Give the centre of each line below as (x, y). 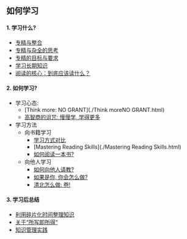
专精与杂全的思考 (37, 50)
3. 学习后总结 (23, 200)
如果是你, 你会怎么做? (61, 177)
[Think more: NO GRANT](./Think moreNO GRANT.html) (94, 109)
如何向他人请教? (54, 169)
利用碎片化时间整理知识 (45, 215)
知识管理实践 (31, 230)
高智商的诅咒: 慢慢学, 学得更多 (62, 117)
